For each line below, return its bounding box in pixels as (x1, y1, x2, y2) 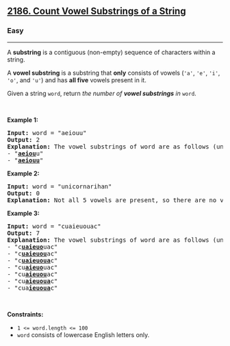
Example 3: (7, 209, 40, 217)
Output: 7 (7, 229, 40, 237)
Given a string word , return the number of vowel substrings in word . (7, 89, 196, 97)
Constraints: (7, 310, 44, 318)
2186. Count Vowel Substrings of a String (7, 5, 186, 17)
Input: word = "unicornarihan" (7, 182, 112, 190)
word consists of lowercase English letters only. (16, 330, 150, 338)
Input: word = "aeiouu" (7, 129, 87, 136)
